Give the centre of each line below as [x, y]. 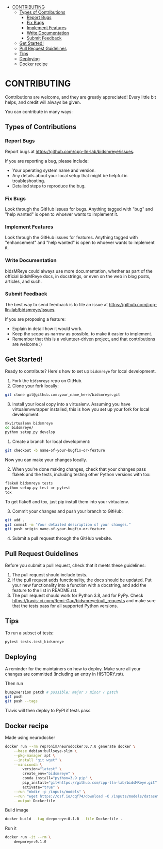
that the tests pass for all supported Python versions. [65, 606]
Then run [14, 683]
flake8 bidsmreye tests [29, 483]
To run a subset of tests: [29, 633]
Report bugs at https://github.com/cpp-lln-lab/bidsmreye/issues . [70, 151]
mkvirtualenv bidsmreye [29, 423]
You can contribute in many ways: [39, 111]
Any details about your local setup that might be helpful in [70, 175]
